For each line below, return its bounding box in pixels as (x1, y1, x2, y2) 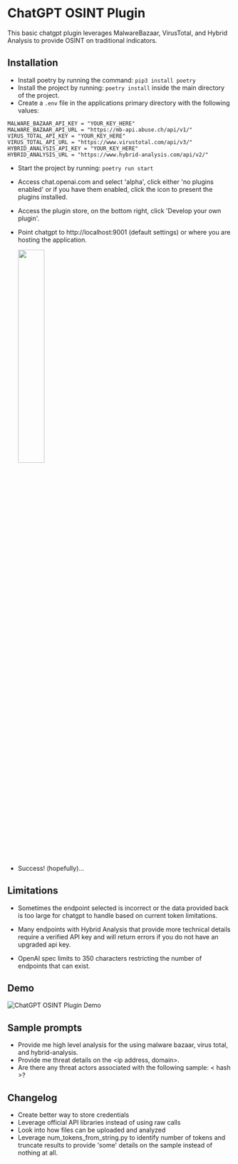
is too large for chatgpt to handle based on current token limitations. (17, 911, 218, 919)
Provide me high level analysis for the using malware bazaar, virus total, (17, 1041, 228, 1049)
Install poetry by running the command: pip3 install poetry (17, 76, 196, 84)
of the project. (17, 91, 60, 99)
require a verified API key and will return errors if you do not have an (17, 932, 219, 941)
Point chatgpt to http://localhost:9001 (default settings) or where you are (17, 228, 231, 236)
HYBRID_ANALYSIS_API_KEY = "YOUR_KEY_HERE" (7, 145, 139, 152)
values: (17, 106, 39, 115)
